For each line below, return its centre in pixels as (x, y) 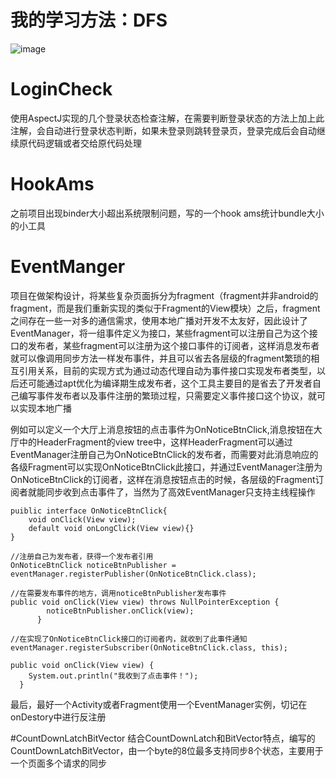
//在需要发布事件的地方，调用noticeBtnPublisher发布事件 (118, 593)
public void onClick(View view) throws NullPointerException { (145, 602)
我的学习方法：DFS (89, 20)
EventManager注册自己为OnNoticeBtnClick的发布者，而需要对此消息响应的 (164, 454)
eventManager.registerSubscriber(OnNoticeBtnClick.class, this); (149, 647)
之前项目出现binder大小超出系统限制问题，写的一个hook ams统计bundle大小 (167, 213)
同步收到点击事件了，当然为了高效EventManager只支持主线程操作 (180, 492)
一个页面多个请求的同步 (58, 763)
